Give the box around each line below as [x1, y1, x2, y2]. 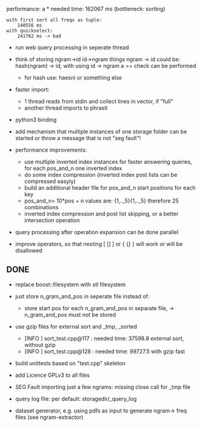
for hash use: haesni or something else [24, 74, 122, 81]
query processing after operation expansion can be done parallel [15, 229, 179, 236]
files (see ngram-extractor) [15, 413, 84, 421]
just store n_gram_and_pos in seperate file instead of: [15, 292, 150, 300]
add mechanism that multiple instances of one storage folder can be [15, 128, 187, 135]
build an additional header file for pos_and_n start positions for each [24, 184, 196, 191]
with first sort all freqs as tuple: [6, 17, 103, 23]
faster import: [15, 86, 50, 93]
